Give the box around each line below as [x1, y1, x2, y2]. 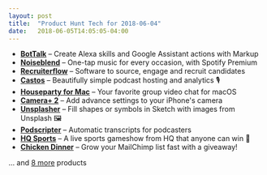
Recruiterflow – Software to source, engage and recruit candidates [19, 66, 246, 76]
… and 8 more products [8, 158, 87, 168]
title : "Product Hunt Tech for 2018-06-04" [8, 19, 161, 28]
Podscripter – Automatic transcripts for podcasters [19, 125, 192, 134]
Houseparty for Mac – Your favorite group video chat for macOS [19, 87, 237, 97]
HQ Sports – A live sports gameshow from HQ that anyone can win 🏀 [19, 134, 251, 143]
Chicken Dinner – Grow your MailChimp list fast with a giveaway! [19, 143, 238, 152]
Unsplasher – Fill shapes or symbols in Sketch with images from [19, 105, 235, 114]
